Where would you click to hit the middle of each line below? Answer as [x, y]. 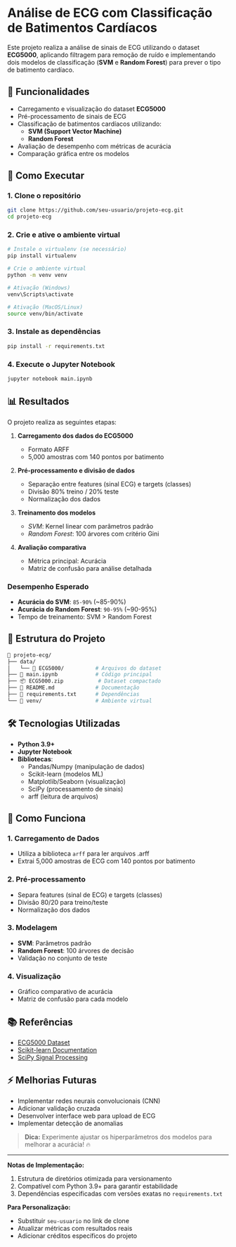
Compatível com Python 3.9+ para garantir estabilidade [98, 1186]
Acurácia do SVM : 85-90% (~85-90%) [72, 602]
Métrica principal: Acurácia [67, 561]
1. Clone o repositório [44, 196]
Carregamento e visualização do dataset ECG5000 [92, 109]
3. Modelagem [32, 928]
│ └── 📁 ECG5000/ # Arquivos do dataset [84, 668]
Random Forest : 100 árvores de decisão [76, 950]
